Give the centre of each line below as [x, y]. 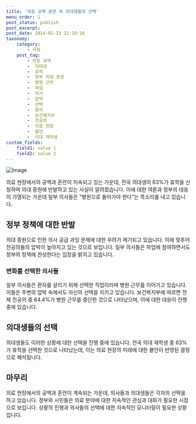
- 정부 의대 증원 [46, 77]
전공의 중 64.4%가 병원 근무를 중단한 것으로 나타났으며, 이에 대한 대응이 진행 [99, 300]
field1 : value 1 [37, 148]
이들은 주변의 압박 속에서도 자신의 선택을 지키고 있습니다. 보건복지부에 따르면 [94, 292]
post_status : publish [32, 22]
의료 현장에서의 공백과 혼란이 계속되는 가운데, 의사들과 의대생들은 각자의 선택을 [96, 393]
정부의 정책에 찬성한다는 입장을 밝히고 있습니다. [60, 255]
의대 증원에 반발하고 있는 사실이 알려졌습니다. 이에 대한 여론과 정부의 [99, 190]
